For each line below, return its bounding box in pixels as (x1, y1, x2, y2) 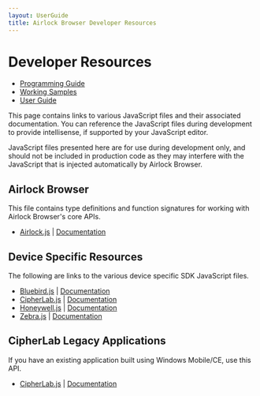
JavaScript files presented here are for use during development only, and (8, 143, 246, 152)
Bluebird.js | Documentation (19, 286, 110, 296)
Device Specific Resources (8, 250, 143, 263)
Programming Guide (19, 79, 85, 88)
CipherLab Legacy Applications (8, 334, 167, 348)
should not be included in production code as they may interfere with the (8, 151, 244, 161)
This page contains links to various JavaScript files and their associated (8, 111, 242, 121)
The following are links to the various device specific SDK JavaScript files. (8, 271, 250, 281)
